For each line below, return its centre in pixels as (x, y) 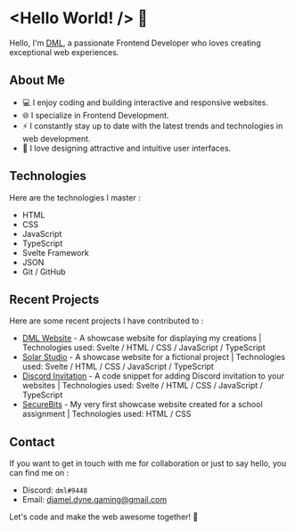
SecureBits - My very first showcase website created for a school (142, 404)
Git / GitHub (44, 272)
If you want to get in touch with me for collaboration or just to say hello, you (148, 463)
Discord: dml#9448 (54, 490)
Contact (32, 441)
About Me (37, 81)
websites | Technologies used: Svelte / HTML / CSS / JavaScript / (142, 386)
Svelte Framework (55, 252)
